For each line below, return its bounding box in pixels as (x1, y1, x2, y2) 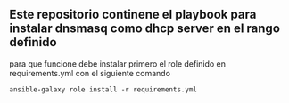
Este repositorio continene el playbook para (9, 7, 257, 22)
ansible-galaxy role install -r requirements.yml (9, 84, 198, 94)
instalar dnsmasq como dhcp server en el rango (9, 21, 281, 36)
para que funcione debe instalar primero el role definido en (9, 58, 226, 69)
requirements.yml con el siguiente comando (9, 67, 171, 78)
